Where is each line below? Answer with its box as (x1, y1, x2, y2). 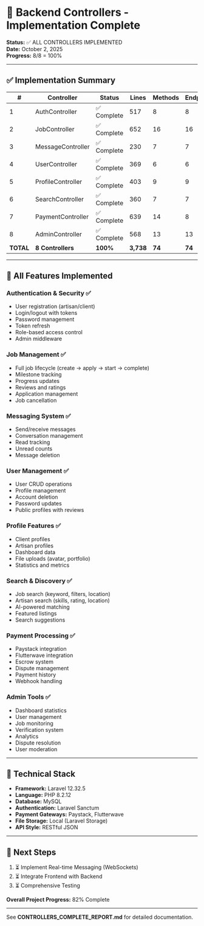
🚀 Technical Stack (6, 768, 76, 779)
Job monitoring (15, 720, 53, 727)
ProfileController (35, 177, 83, 186)
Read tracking (15, 438, 50, 446)
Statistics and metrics (15, 561, 70, 569)
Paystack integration (15, 645, 67, 653)
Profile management (15, 487, 66, 494)
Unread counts (15, 445, 53, 452)
